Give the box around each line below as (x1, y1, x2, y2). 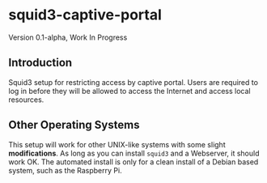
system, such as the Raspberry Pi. (8, 165, 123, 175)
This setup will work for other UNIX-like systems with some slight (8, 139, 226, 149)
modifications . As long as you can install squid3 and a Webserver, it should (8, 148, 260, 158)
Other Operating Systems (8, 118, 140, 132)
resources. (8, 95, 44, 104)
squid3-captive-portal (8, 6, 162, 24)
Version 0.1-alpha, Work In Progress (8, 32, 128, 42)
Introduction (8, 56, 73, 70)
